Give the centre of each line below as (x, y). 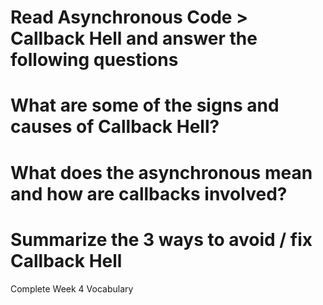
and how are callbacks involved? (149, 193)
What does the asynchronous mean (161, 172)
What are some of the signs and (145, 105)
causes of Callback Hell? (115, 127)
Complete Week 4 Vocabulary (72, 288)
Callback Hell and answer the (134, 38)
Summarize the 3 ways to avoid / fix (161, 239)
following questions (94, 60)
